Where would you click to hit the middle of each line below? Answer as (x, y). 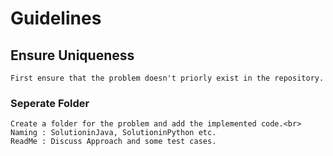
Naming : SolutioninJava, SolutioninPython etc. (113, 133)
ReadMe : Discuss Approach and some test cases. (113, 142)
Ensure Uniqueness (72, 55)
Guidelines (56, 18)
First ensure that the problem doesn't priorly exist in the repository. (167, 78)
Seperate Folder (50, 103)
